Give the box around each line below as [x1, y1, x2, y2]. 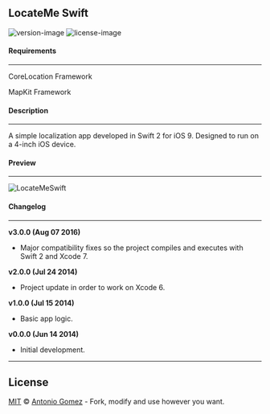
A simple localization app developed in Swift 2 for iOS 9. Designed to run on [8, 131, 260, 141]
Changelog [8, 202, 47, 211]
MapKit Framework [8, 88, 72, 97]
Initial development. [19, 345, 86, 355]
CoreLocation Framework [8, 72, 92, 81]
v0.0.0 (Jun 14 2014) [8, 329, 79, 338]
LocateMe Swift [8, 6, 89, 20]
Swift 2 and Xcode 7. [19, 251, 88, 260]
